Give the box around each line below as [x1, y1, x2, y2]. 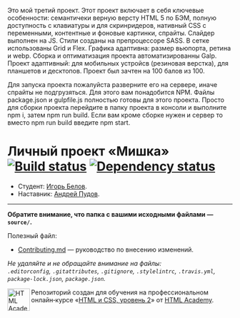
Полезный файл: [7, 231, 57, 240]
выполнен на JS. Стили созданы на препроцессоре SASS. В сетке [7, 36, 209, 45]
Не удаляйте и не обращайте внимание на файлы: [7, 259, 162, 267]
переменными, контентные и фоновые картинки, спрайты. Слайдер [7, 29, 215, 37]
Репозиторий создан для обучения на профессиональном [31, 288, 209, 297]
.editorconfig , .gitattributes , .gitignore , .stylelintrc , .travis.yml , [7, 267, 216, 275]
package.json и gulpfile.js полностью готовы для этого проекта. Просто [7, 96, 225, 104]
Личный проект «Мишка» [7, 143, 170, 160]
